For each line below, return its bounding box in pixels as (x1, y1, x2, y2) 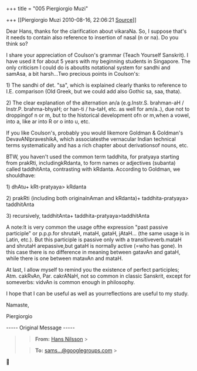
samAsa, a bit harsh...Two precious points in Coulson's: (6, 70, 140, 77)
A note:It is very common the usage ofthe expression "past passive (6, 224, 168, 231)
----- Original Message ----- (6, 324, 75, 331)
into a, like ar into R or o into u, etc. (6, 118, 90, 125)
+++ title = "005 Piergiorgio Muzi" (6, 5, 89, 12)
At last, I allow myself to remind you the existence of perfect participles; (6, 267, 180, 273)
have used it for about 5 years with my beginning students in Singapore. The (6, 58, 191, 65)
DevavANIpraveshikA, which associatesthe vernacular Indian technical (6, 136, 176, 143)
